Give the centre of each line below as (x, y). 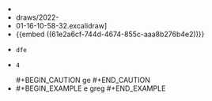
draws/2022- (37, 17)
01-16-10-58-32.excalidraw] (61, 26)
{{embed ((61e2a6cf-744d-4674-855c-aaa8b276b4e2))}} (110, 34)
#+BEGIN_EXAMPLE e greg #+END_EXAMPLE (91, 88)
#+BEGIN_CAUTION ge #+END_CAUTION (83, 80)
